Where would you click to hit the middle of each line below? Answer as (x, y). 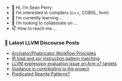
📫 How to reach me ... (34, 28)
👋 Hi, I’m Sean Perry (32, 8)
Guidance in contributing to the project (50, 69)
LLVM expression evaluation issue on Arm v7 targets (64, 64)
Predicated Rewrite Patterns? (41, 74)
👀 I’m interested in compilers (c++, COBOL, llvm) (60, 13)
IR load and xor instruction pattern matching (56, 59)
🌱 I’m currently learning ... (37, 18)
